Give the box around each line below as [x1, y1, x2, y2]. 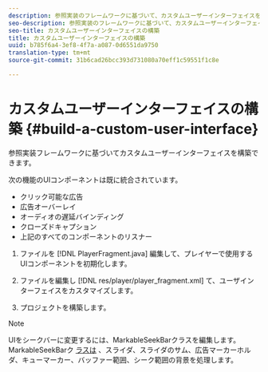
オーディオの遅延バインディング [19, 212, 124, 221]
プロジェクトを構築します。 [19, 303, 111, 312]
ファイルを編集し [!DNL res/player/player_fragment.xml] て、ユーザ [19, 275, 241, 285]
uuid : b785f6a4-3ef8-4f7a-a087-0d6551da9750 [8, 42, 159, 49]
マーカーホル [208, 345, 251, 354]
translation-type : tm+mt [8, 49, 91, 57]
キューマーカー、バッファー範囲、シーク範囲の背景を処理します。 [22, 354, 238, 364]
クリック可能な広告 [19, 192, 84, 201]
